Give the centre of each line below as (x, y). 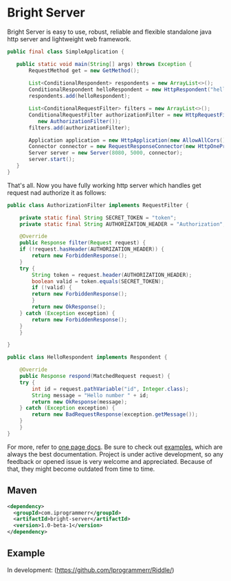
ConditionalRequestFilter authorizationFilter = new (106, 115)
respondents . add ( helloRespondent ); (79, 96)
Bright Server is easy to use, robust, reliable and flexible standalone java (109, 32)
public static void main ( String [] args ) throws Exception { (104, 64)
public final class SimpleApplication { (66, 52)
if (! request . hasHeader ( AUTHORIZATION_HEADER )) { (92, 249)
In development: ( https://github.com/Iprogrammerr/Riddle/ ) (91, 570)
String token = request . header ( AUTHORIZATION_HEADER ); (112, 275)
